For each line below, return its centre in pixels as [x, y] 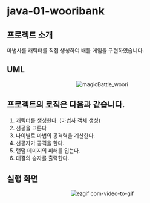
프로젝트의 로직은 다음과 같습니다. [66, 105]
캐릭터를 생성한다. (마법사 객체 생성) [58, 120]
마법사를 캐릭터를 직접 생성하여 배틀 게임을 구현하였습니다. [76, 50]
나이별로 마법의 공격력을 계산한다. [55, 135]
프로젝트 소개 [30, 35]
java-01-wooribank [56, 11]
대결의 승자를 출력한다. [42, 158]
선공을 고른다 [31, 128]
